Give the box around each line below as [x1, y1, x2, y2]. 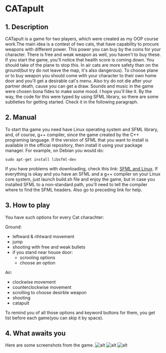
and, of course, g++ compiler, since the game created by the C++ [5, 132, 140, 138]
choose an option [19, 259, 55, 265]
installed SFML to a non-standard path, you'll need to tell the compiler [5, 181, 148, 187]
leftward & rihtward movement [12, 233, 74, 239]
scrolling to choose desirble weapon [12, 289, 87, 295]
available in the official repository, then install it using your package [5, 142, 143, 148]
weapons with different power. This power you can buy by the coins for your [5, 47, 161, 52]
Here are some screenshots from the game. [5, 342, 94, 348]
